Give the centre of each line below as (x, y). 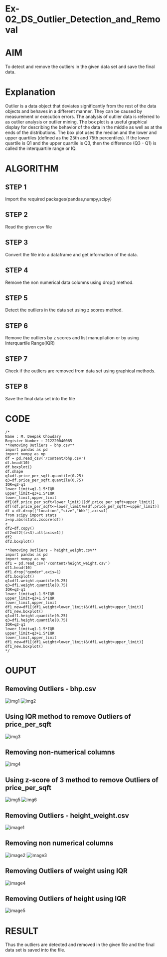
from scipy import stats (31, 515)
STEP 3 (17, 243)
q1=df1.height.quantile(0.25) (37, 616)
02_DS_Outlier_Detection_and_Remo (83, 19)
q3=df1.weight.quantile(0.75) (37, 585)
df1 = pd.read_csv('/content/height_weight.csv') (58, 563)
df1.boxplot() (20, 576)
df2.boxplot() (20, 541)
